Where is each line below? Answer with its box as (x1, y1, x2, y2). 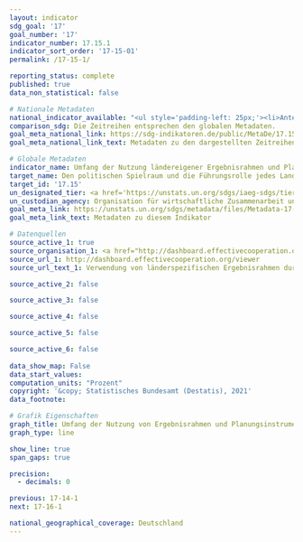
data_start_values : (9, 369, 83, 379)
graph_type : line (9, 428, 75, 437)
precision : (9, 469, 50, 479)
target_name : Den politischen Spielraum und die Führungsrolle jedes (9, 171, 277, 181)
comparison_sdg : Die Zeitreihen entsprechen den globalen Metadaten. (9, 121, 277, 131)
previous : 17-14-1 (9, 494, 78, 503)
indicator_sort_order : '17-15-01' (9, 47, 140, 56)
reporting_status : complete (9, 71, 115, 81)
